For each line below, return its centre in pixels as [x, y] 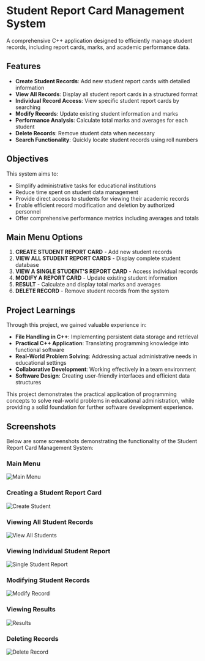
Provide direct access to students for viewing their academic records [102, 198]
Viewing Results [31, 610]
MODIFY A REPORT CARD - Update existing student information [96, 278]
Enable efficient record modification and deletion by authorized [95, 205]
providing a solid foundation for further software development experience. [100, 407]
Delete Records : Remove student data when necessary [85, 133]
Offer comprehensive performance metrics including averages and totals [107, 218]
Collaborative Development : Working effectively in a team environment [106, 369]
